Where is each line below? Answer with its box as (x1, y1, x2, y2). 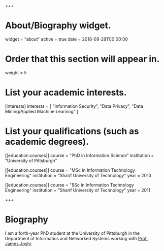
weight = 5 (5, 69, 27, 75)
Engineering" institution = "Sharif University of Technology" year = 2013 (5, 172, 152, 178)
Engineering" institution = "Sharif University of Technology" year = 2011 (5, 187, 151, 193)
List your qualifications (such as (5, 126, 139, 137)
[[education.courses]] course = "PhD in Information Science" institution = (5, 152, 154, 158)
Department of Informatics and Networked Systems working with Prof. (5, 235, 148, 241)
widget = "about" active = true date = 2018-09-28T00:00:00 (5, 36, 128, 42)
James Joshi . (5, 241, 33, 247)
